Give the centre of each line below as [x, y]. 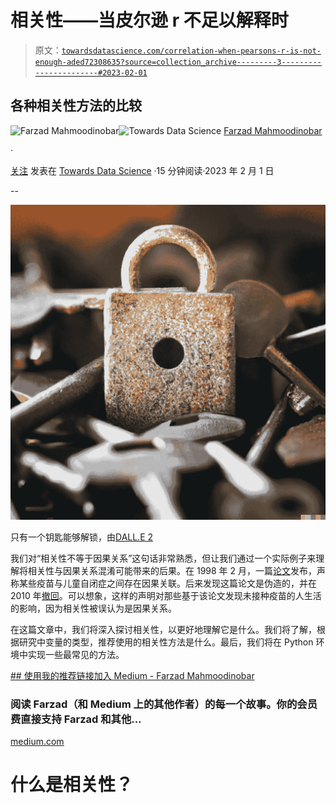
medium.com [37, 742]
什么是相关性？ [72, 785]
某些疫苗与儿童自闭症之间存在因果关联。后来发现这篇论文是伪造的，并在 [167, 583]
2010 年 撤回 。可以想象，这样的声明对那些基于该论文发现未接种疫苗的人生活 [166, 595]
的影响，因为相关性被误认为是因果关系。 [93, 608]
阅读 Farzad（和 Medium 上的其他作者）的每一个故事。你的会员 [164, 704]
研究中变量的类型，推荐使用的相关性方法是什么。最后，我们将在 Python [166, 642]
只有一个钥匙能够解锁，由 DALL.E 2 [82, 537]
